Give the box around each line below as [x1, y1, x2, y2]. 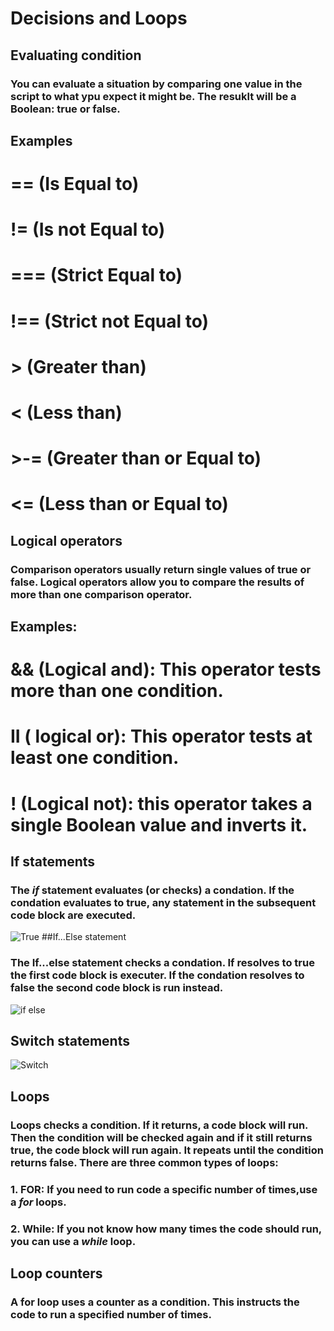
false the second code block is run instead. [10, 981, 224, 995]
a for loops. [10, 1195, 67, 1209]
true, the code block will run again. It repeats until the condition [10, 1143, 324, 1157]
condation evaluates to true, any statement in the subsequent [10, 895, 317, 909]
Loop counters [10, 1265, 103, 1282]
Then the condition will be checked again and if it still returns [10, 1130, 313, 1144]
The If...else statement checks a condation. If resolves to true [10, 956, 315, 970]
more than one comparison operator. [10, 587, 193, 601]
